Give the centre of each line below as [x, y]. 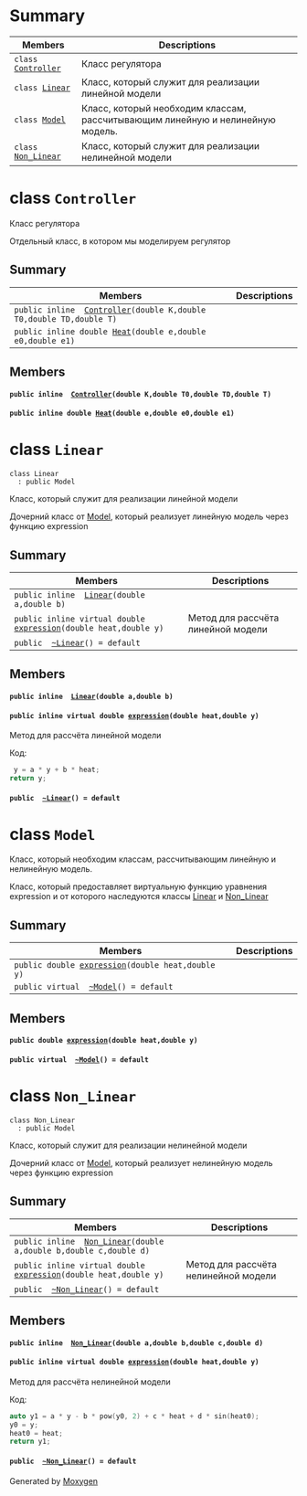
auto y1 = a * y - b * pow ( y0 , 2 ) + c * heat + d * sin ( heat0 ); [134, 1416]
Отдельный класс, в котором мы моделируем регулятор [120, 241]
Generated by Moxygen [54, 1480]
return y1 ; [30, 1442]
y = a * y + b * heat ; [57, 770]
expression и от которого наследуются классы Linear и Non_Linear [139, 897]
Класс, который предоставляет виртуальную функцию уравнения [138, 886]
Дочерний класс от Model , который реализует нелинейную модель [141, 1162]
